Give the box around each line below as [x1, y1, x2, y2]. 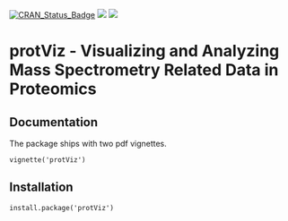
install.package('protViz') [9, 203, 115, 212]
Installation [9, 180, 74, 195]
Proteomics [9, 79, 97, 99]
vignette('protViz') [9, 156, 87, 165]
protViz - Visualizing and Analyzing [9, 41, 280, 62]
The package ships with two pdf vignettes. [9, 139, 168, 149]
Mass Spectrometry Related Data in [9, 60, 279, 81]
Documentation [9, 115, 99, 130]
